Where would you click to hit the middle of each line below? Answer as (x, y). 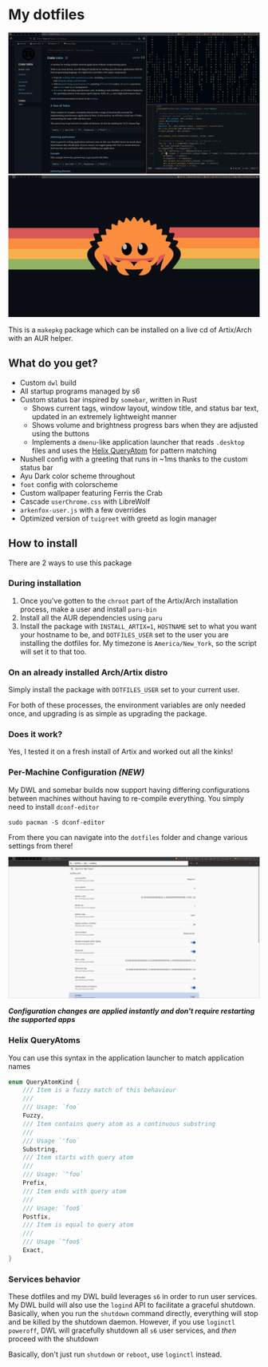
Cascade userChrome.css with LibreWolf (85, 501)
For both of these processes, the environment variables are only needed (127, 705)
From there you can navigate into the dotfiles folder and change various (128, 837)
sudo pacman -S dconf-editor (57, 822)
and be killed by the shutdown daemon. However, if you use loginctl (122, 1322)
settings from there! (41, 846)
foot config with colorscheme (69, 484)
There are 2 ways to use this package (70, 563)
